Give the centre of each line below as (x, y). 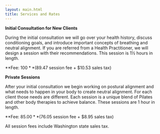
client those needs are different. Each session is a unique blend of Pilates (79, 97)
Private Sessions (23, 77)
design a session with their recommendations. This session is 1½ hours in (79, 53)
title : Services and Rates (33, 14)
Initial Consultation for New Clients (41, 28)
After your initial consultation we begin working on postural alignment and (80, 86)
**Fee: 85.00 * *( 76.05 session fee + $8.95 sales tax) (59, 116)
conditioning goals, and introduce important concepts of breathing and (77, 42)
